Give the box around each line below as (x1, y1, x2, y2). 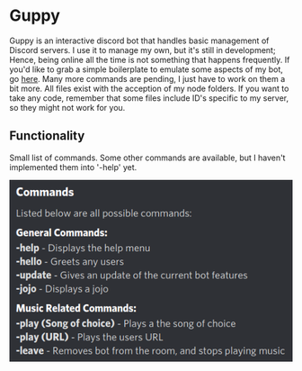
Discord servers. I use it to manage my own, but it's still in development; (9, 44, 276, 55)
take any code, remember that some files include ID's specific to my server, (9, 92, 289, 104)
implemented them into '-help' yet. (9, 161, 138, 172)
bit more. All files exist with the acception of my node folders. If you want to (9, 83, 289, 94)
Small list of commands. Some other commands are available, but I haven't (9, 152, 286, 163)
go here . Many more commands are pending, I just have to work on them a (9, 73, 286, 84)
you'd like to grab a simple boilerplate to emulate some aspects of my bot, (9, 64, 283, 75)
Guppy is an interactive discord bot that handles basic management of (9, 35, 270, 46)
